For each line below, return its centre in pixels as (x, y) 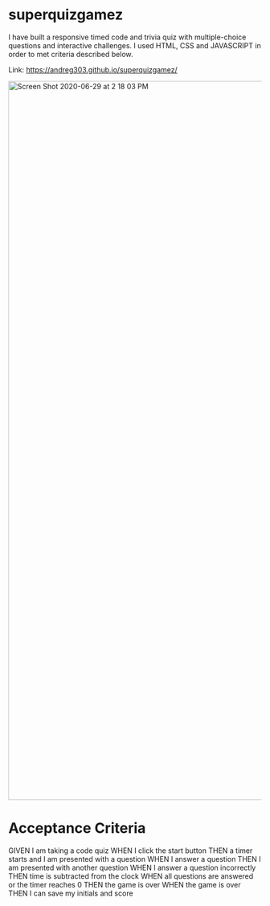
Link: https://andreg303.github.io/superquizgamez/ (93, 69)
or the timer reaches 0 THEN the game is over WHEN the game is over (125, 884)
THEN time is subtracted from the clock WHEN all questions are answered (131, 876)
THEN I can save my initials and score (71, 893)
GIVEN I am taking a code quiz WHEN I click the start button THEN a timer (131, 851)
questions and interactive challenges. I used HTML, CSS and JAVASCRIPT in (135, 45)
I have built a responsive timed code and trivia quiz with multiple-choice (127, 37)
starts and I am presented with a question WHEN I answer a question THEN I (135, 859)
